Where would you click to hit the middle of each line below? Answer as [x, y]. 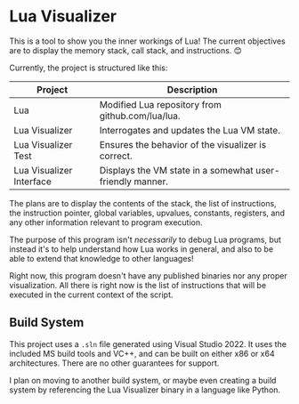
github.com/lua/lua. [140, 116]
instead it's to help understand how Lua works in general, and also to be [141, 249]
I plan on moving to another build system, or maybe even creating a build [143, 380]
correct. [116, 156]
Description [192, 89]
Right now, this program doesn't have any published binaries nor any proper [148, 275]
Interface [32, 182]
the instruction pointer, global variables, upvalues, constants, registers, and [147, 213]
